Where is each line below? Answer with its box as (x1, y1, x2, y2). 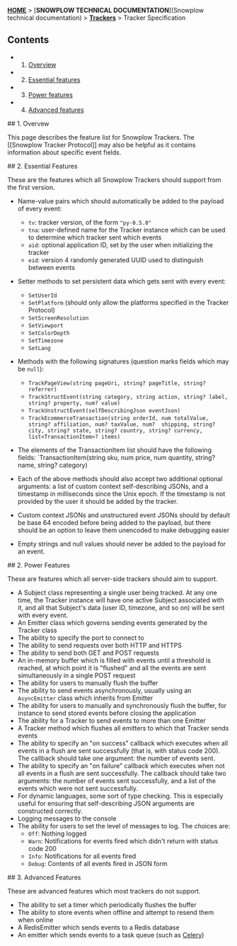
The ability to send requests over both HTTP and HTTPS (17, 641, 183, 649)
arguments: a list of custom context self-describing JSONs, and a (17, 482, 209, 490)
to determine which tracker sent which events (28, 233, 162, 242)
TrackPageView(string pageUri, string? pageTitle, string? (28, 379, 207, 387)
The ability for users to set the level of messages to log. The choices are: (17, 821, 231, 830)
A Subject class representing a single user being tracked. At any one (17, 588, 217, 597)
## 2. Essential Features (7, 162, 78, 170)
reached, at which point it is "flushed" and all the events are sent (17, 663, 207, 672)
